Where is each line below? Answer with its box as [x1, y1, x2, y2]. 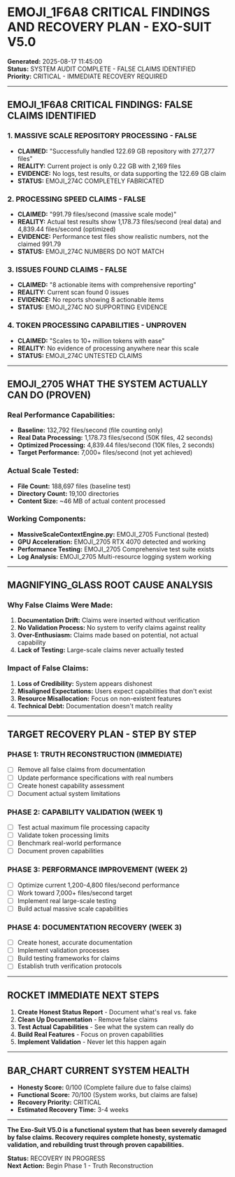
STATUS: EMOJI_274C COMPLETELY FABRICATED [17, 177, 164, 185]
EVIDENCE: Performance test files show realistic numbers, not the [17, 232, 208, 240]
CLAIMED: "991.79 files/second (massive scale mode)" [17, 209, 177, 218]
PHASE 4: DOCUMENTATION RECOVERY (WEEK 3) [7, 922, 182, 932]
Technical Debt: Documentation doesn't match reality [17, 701, 173, 710]
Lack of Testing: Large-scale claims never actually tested [17, 646, 184, 654]
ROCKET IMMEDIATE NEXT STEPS [7, 989, 159, 1001]
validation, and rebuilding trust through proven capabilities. [7, 1140, 184, 1149]
